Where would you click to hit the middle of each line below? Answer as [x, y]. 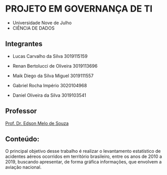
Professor [21, 111]
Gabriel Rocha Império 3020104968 [50, 85]
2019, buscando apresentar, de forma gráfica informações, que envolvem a [83, 162]
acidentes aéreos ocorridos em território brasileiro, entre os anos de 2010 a [84, 156]
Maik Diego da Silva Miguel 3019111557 [53, 76]
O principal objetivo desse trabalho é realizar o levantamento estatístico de [83, 151]
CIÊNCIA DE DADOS [33, 28]
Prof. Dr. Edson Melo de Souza [37, 123]
